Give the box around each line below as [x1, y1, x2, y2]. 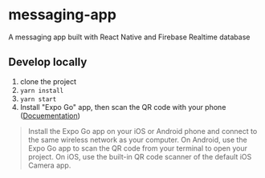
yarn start [19, 95, 57, 103]
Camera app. [27, 160, 71, 170]
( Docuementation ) [19, 111, 80, 120]
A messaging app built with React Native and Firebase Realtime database [8, 32, 251, 42]
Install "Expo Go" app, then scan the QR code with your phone [19, 102, 226, 111]
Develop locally [8, 55, 88, 69]
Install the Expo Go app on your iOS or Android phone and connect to [27, 126, 258, 136]
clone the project [19, 76, 77, 86]
